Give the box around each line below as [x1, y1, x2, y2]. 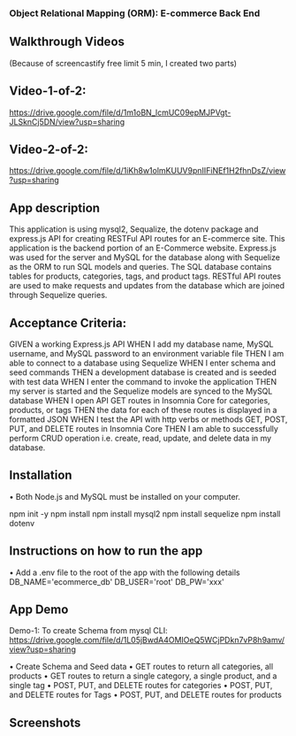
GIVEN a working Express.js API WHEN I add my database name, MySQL [9, 339, 274, 349]
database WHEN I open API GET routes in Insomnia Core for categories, [9, 395, 271, 405]
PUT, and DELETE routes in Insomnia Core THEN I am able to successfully [9, 423, 278, 433]
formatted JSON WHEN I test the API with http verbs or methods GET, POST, [9, 414, 288, 425]
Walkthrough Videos [9, 34, 125, 50]
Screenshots [9, 715, 81, 730]
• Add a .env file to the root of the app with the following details [9, 567, 240, 578]
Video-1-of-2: [9, 83, 87, 99]
